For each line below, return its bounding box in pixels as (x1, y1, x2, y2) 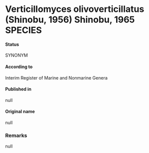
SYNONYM (5, 52, 28, 58)
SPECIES (5, 25, 42, 36)
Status (5, 41, 19, 47)
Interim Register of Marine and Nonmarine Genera (5, 75, 108, 80)
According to (5, 64, 33, 70)
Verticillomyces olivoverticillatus (5, 3, 145, 15)
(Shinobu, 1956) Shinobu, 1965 (5, 14, 135, 25)
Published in (5, 86, 31, 92)
